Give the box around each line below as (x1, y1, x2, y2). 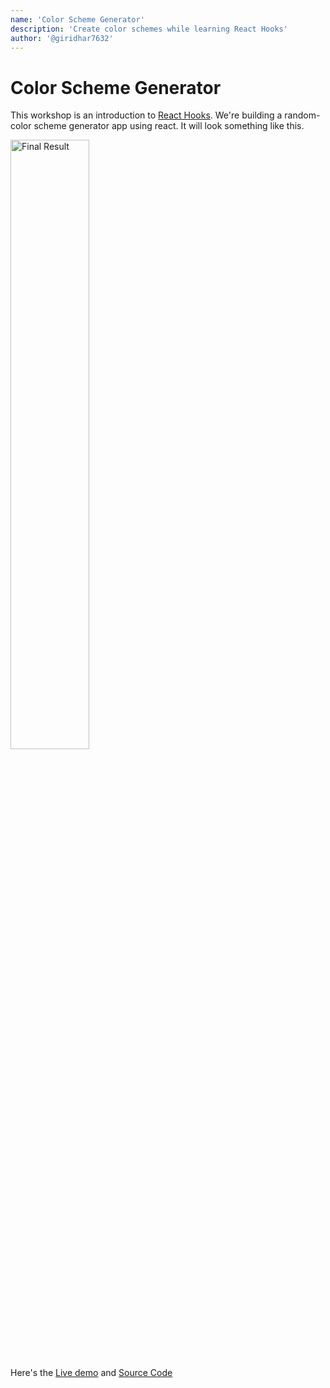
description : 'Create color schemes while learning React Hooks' (10, 24, 288, 34)
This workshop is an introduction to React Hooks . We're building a (10, 109, 283, 121)
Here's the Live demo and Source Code (10, 1367, 173, 1379)
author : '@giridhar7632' (10, 33, 114, 43)
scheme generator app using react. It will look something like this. (33, 120, 305, 132)
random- (284, 109, 321, 121)
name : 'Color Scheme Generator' (10, 14, 145, 25)
